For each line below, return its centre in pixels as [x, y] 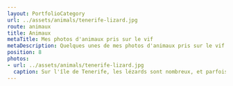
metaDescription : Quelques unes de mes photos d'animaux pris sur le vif [116, 46]
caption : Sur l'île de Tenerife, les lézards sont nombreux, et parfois [121, 71]
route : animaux [29, 26]
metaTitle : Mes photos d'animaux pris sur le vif [80, 40]
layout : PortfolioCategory [46, 14]
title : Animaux [29, 33]
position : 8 [24, 53]
